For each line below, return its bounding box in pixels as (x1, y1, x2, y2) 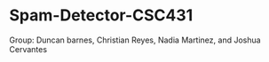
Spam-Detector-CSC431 (9, 5, 194, 26)
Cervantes (9, 43, 47, 54)
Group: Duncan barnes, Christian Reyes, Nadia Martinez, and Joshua (9, 35, 261, 45)
